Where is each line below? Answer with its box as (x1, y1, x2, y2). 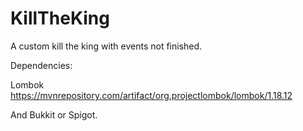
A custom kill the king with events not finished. (10, 40, 203, 52)
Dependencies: (10, 59, 73, 71)
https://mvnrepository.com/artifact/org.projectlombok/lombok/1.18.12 (10, 89, 293, 101)
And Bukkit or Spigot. (10, 108, 98, 121)
